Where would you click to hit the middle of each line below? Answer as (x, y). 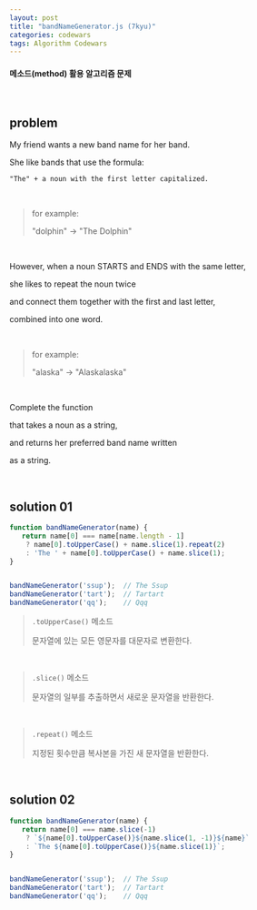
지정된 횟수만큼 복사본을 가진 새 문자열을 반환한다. (120, 753)
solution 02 (42, 800)
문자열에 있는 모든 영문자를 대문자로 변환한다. (112, 641)
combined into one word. (56, 319)
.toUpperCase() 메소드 (72, 622)
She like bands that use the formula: (77, 162)
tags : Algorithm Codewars (58, 43)
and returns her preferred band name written (93, 443)
